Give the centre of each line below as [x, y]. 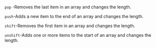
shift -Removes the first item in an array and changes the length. [70, 26]
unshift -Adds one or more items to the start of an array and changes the [78, 35]
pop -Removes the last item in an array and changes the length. [68, 7]
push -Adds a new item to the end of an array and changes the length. [74, 16]
